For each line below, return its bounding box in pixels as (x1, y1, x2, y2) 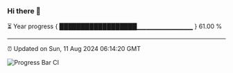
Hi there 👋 (7, 6, 42, 16)
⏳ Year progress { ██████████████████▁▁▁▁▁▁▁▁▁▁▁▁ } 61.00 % (7, 22, 223, 30)
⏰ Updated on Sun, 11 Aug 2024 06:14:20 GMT (7, 45, 141, 53)
